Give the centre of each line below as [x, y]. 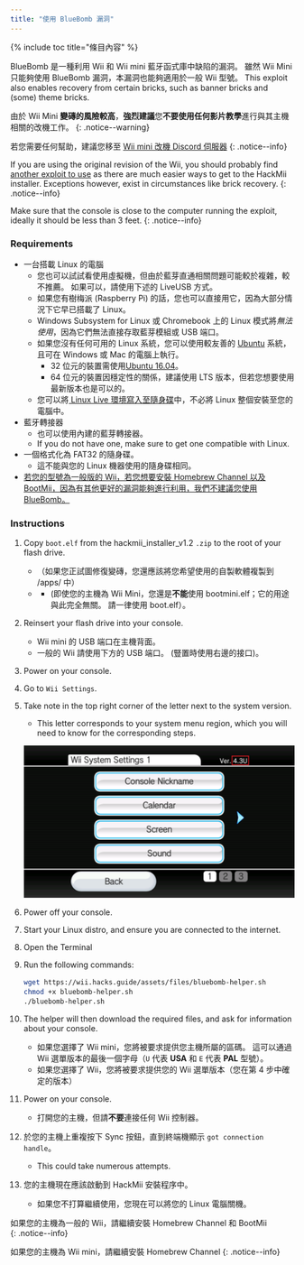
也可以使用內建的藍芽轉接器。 [92, 433]
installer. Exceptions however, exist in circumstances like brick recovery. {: [148, 183]
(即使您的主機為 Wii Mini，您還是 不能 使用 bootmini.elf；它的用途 [170, 594]
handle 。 [40, 1148]
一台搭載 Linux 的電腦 [64, 264]
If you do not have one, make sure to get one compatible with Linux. [163, 443]
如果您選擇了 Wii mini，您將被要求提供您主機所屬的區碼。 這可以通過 [164, 1047]
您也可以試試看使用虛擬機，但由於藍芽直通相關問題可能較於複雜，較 [163, 275]
